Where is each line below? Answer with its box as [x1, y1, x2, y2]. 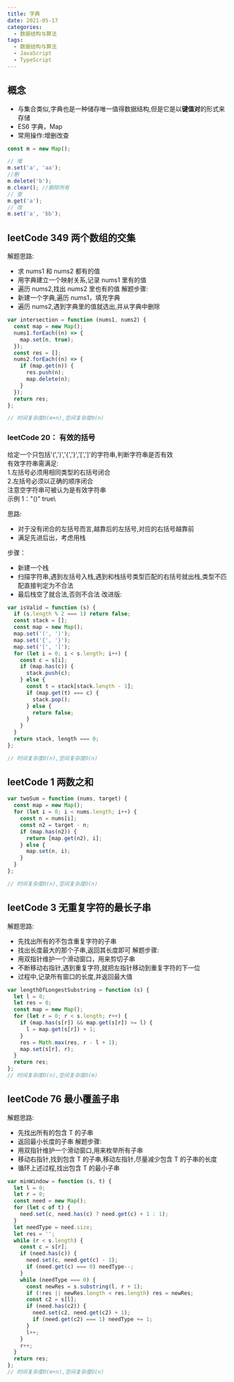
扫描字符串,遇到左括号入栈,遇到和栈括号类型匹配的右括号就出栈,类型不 [17, 572, 221, 581]
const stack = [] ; [13, 617, 68, 625]
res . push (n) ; [25, 369, 65, 376]
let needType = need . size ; [13, 1224, 93, 1231]
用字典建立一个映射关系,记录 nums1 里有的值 [17, 276, 147, 284]
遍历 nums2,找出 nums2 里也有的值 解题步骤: [17, 284, 149, 294]
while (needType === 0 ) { [20, 1276, 97, 1284]
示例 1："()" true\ [7, 494, 56, 503]
